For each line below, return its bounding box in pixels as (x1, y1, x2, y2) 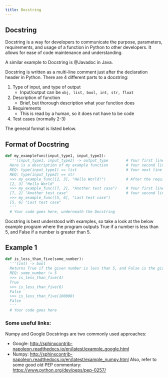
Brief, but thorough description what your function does (19, 100, 135, 106)
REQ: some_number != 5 (9, 270, 57, 275)
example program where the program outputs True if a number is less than (5, 223, 159, 229)
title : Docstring (5, 7, 41, 12)
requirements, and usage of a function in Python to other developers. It (5, 44, 151, 50)
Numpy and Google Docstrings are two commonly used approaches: (5, 331, 146, 337)
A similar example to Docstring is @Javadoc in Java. (5, 59, 113, 65)
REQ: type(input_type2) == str (9, 172, 75, 177)
